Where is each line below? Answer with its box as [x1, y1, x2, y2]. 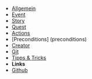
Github [11, 67, 28, 73]
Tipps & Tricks [11, 55, 47, 61]
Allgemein [11, 5, 36, 12]
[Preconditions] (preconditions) [11, 36, 87, 42]
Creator [11, 42, 30, 49]
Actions [11, 30, 30, 37]
